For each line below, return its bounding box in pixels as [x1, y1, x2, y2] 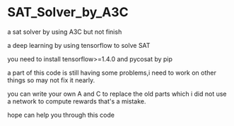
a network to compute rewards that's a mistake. [7, 96, 146, 106]
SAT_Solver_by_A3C [7, 4, 129, 20]
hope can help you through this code [7, 111, 115, 119]
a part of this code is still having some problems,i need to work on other [7, 68, 217, 77]
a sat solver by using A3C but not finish [7, 27, 122, 36]
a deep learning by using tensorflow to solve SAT [7, 41, 151, 49]
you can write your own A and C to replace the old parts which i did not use [7, 89, 228, 98]
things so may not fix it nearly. [7, 75, 95, 84]
